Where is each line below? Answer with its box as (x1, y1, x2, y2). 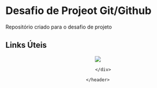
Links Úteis (5, 40, 47, 50)
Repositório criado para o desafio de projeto (5, 23, 112, 30)
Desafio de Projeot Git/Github (5, 4, 152, 17)
